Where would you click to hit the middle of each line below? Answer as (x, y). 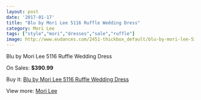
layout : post (22, 12)
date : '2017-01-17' (31, 17)
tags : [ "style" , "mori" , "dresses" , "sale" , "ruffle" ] (71, 34)
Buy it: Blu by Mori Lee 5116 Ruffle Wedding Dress (68, 79)
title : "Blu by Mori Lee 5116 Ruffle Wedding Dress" (73, 23)
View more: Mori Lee (32, 91)
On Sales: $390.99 (30, 68)
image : (14, 39)
